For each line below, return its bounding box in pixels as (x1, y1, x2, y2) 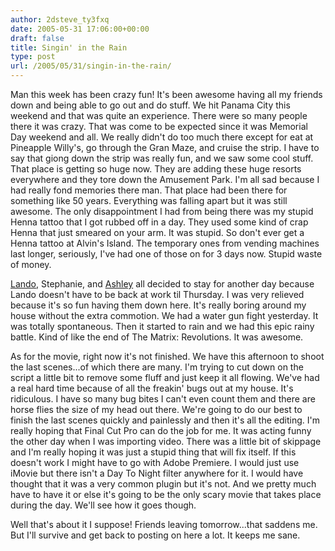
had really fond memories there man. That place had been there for (10, 184, 288, 196)
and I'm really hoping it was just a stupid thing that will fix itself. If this (10, 446, 297, 458)
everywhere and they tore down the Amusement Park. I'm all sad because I (10, 174, 320, 185)
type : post (10, 52, 56, 62)
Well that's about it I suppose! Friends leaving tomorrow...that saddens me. (10, 519, 318, 530)
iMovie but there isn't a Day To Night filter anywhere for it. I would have (10, 467, 304, 479)
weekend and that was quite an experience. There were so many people (10, 110, 308, 121)
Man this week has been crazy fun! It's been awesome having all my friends (10, 89, 323, 100)
